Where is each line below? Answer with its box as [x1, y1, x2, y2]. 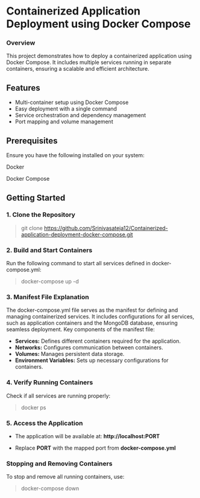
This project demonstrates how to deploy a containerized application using [6, 53, 192, 60]
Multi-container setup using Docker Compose [14, 99, 129, 106]
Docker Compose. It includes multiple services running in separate [6, 59, 172, 66]
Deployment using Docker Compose [6, 17, 191, 31]
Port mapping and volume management [14, 118, 113, 125]
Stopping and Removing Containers [6, 459, 113, 468]
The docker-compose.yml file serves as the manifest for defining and [6, 306, 178, 314]
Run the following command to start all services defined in [6, 260, 151, 267]
